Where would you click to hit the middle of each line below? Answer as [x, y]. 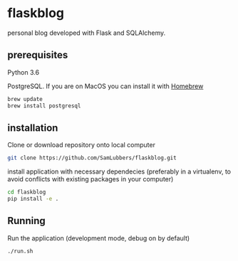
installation [33, 128]
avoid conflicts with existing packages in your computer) [90, 179]
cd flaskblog [27, 192]
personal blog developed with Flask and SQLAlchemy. [87, 33]
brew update [25, 99]
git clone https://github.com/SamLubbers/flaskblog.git [92, 158]
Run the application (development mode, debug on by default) [99, 238]
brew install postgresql [44, 106]
